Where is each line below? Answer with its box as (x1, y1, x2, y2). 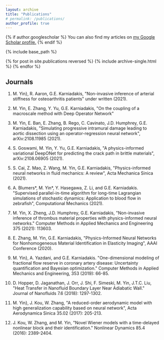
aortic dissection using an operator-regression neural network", (12, 131, 141, 136)
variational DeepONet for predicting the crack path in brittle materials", (12, 150, 155, 157)
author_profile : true (5, 21, 50, 26)
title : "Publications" (5, 12, 52, 17)
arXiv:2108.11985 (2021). (12, 136, 61, 142)
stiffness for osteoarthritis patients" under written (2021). (12, 96, 127, 102)
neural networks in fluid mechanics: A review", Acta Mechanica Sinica (12, 170, 153, 176)
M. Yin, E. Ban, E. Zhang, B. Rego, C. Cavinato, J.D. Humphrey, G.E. (12, 120, 148, 126)
